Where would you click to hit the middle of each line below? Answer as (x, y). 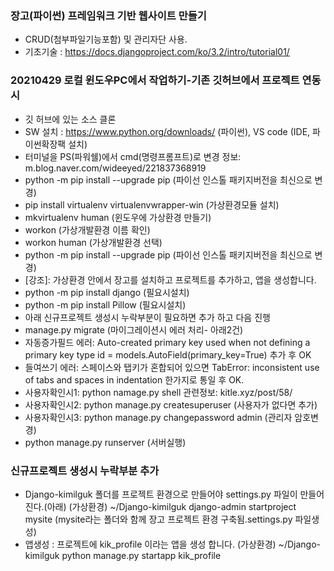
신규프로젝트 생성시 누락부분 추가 (85, 470)
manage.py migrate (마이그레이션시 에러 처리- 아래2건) (134, 329)
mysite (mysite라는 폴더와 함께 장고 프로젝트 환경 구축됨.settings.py (158, 519)
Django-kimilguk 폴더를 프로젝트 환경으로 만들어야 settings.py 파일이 (161, 494)
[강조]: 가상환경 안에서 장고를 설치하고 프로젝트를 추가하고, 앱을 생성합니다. (170, 279)
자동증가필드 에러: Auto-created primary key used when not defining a (167, 342)
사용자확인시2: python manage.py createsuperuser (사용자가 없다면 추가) (171, 404)
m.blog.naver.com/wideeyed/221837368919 (115, 168)
